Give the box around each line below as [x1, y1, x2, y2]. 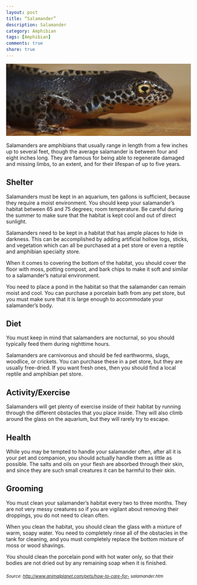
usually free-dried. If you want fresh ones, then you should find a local [6, 364, 176, 372]
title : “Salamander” [6, 15, 57, 22]
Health [6, 433, 31, 443]
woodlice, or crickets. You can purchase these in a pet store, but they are [6, 358, 183, 365]
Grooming [6, 484, 43, 494]
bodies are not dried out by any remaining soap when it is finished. [6, 559, 167, 566]
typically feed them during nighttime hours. [6, 341, 110, 348]
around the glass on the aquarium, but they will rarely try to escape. [6, 416, 170, 423]
